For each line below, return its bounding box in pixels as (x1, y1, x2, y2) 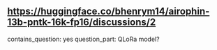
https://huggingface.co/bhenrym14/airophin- (7, 6, 210, 17)
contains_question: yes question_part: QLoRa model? (7, 35, 160, 43)
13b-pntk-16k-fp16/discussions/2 (7, 17, 156, 28)
